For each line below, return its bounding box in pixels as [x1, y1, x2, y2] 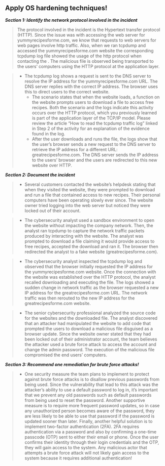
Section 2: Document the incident [5, 171, 75, 177]
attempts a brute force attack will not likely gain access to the [24, 450, 149, 456]
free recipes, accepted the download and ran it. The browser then [24, 243, 159, 249]
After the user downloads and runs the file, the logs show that [32, 136, 158, 142]
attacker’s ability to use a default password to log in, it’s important [24, 386, 158, 392]
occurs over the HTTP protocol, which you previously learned [32, 110, 157, 116]
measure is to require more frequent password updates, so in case [24, 402, 160, 408]
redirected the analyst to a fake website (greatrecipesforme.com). [24, 249, 159, 254]
